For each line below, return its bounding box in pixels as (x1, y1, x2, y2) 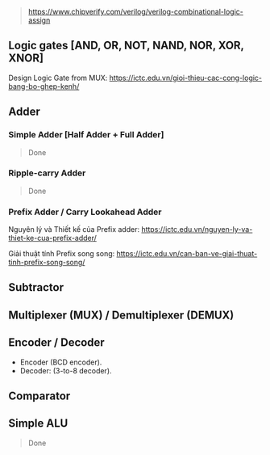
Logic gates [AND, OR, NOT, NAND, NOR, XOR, (8, 39, 244, 53)
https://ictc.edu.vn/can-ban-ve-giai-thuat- (116, 249, 258, 259)
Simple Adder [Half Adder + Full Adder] (8, 129, 164, 141)
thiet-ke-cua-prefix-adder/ (8, 234, 97, 243)
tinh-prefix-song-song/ (8, 258, 85, 268)
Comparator (8, 390, 71, 403)
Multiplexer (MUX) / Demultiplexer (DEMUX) (8, 308, 235, 322)
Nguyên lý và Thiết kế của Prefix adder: (8, 225, 139, 234)
